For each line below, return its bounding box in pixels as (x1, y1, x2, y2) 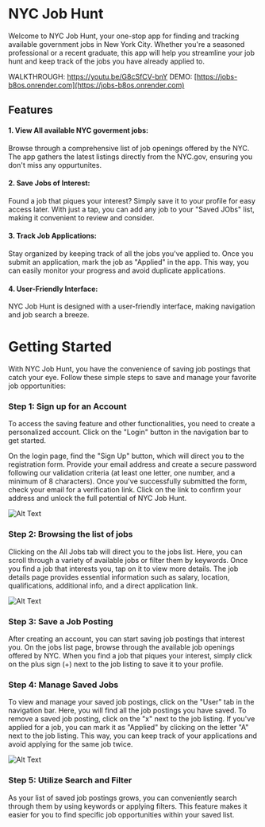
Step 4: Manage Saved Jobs (8, 679, 119, 690)
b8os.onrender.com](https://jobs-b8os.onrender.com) (8, 80, 185, 90)
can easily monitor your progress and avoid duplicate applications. (8, 266, 226, 275)
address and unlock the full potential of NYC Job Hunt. (8, 494, 187, 503)
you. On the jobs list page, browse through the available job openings (8, 642, 236, 652)
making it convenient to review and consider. (8, 212, 155, 223)
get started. (8, 436, 46, 445)
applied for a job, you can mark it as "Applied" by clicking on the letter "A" (8, 723, 249, 732)
